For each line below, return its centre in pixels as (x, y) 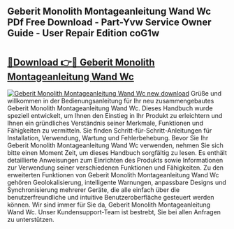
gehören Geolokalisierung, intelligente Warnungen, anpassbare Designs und (117, 182)
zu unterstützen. (31, 220)
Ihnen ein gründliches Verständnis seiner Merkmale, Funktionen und (105, 123)
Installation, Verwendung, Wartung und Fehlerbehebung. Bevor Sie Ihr (108, 138)
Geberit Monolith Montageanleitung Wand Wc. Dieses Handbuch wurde (110, 108)
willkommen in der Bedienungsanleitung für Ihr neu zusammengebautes (111, 101)
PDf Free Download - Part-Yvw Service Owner (109, 23)
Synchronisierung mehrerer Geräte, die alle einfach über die (94, 190)
